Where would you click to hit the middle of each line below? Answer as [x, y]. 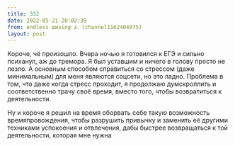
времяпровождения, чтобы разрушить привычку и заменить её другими [118, 120]
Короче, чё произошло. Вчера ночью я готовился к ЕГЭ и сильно [106, 54]
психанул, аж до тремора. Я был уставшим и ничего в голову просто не [116, 62]
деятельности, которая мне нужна [59, 135]
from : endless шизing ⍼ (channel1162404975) [75, 27]
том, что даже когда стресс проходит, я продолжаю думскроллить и [112, 84]
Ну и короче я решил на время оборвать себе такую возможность [109, 113]
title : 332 [23, 14]
